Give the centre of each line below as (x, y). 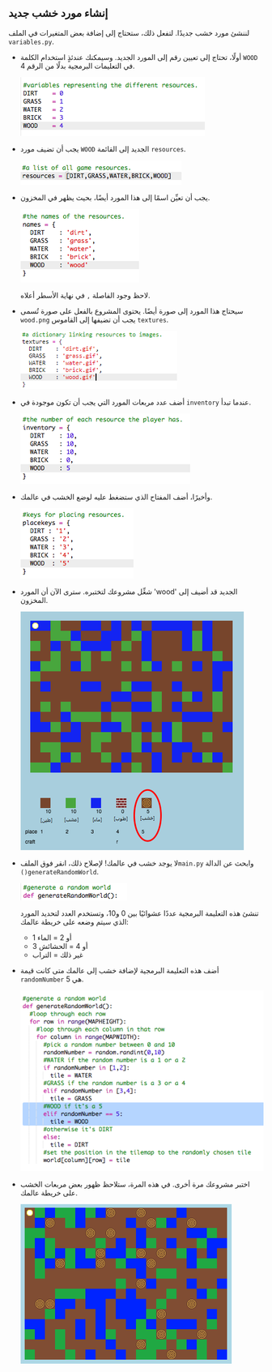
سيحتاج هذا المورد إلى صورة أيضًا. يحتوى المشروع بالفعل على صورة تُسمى (132, 310)
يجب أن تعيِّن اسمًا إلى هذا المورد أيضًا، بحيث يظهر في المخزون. (115, 197)
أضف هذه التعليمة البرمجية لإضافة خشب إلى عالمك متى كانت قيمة (119, 970)
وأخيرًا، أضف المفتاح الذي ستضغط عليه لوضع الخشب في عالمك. (116, 497)
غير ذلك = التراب (57, 955)
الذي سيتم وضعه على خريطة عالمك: (74, 921)
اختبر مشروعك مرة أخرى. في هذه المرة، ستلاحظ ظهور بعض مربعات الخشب (135, 1184)
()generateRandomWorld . (59, 871)
